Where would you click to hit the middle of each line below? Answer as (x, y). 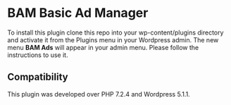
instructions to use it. (38, 55)
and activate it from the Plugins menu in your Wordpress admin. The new (113, 39)
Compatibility (38, 77)
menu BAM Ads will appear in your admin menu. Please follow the (103, 47)
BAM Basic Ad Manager (78, 13)
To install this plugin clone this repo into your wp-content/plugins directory (115, 32)
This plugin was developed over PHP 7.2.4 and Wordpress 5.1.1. (99, 94)
